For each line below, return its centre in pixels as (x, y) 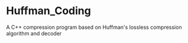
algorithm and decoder (34, 33)
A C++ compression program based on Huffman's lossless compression (94, 27)
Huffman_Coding (49, 11)
